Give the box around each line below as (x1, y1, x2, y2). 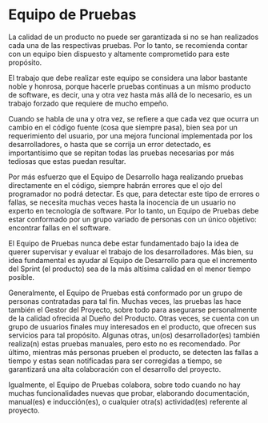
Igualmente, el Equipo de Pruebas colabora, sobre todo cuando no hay (8, 380, 242, 389)
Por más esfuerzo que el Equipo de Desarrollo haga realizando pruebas (8, 172, 244, 182)
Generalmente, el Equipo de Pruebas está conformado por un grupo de (8, 288, 242, 297)
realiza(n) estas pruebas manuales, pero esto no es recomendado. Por (8, 338, 241, 349)
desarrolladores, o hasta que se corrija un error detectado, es (8, 139, 211, 149)
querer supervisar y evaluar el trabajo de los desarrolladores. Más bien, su (8, 246, 254, 257)
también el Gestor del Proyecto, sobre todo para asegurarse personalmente (8, 305, 258, 314)
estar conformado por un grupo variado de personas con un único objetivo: (8, 214, 258, 224)
